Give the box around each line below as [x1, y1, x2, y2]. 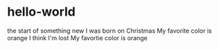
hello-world [7, 4, 76, 20]
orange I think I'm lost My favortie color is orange [7, 33, 148, 42]
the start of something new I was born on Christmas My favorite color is [7, 27, 213, 35]
